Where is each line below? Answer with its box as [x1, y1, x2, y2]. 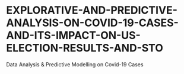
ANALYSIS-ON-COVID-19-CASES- [6, 16, 179, 30]
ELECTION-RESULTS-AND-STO [6, 41, 163, 55]
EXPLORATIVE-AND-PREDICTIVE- [6, 4, 178, 17]
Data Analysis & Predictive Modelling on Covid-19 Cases [6, 60, 144, 68]
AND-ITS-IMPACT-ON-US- [6, 29, 141, 42]
